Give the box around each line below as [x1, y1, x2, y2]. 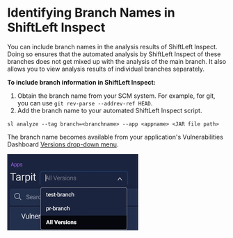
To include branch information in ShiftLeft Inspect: [7, 78, 156, 86]
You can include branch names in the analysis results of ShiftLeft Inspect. [7, 42, 218, 51]
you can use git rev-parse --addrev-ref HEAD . [17, 99, 153, 107]
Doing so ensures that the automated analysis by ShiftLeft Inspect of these [7, 50, 221, 58]
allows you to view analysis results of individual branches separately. [7, 65, 205, 73]
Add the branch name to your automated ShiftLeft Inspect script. [17, 106, 202, 114]
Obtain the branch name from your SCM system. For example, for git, [17, 92, 216, 100]
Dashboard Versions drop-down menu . [7, 140, 119, 148]
